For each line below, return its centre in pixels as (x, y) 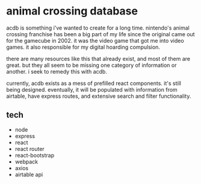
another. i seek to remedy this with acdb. (57, 71)
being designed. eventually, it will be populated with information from (92, 89)
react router (30, 148)
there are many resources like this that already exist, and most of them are (98, 59)
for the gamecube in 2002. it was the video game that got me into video (95, 40)
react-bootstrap (35, 155)
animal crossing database (72, 11)
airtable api (29, 174)
